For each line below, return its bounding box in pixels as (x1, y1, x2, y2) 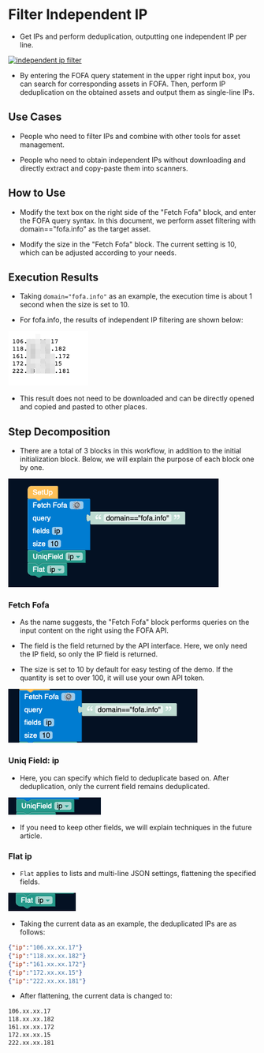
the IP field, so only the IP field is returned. (19, 649, 158, 659)
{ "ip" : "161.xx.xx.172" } (8, 960, 87, 968)
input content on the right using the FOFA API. (19, 626, 169, 635)
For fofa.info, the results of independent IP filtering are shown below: (19, 315, 244, 325)
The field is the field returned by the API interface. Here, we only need (19, 641, 247, 651)
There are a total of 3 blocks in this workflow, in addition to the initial (19, 446, 242, 456)
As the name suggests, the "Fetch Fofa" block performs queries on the (19, 618, 250, 627)
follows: (19, 927, 46, 937)
